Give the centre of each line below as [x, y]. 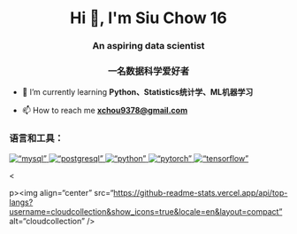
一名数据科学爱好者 [148, 72]
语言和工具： [37, 138]
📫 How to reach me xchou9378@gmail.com [105, 111]
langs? [21, 202]
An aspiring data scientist [148, 46]
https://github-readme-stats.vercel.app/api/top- [201, 192]
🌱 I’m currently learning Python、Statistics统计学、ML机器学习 [137, 92]
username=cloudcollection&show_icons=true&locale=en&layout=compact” [146, 211]
